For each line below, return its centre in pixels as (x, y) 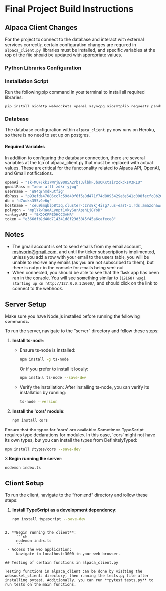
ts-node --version (39, 402)
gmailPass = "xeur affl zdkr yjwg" (42, 187)
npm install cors (30, 420)
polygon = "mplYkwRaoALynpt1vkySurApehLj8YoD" (54, 210)
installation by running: (43, 392)
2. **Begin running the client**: (41, 533)
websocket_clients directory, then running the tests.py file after (77, 576)
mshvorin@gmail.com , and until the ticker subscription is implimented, (84, 252)
